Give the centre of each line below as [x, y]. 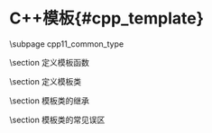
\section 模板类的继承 [50, 101]
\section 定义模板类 [46, 81]
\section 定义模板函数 [50, 62]
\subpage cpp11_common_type [67, 44]
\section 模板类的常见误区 [57, 120]
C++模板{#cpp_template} [107, 18]
